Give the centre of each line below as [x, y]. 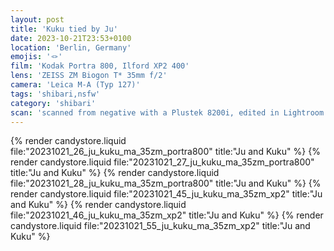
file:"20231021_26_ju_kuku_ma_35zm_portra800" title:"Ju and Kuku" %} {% [165, 152]
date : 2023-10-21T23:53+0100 [71, 38]
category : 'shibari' [53, 103]
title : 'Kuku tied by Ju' [64, 29]
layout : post [37, 19]
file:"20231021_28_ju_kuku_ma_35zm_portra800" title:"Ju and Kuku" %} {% [166, 183]
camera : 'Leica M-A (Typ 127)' [75, 85]
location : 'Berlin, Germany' [71, 47]
